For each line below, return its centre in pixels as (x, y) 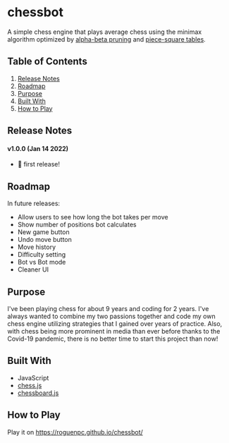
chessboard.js (38, 393)
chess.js (30, 385)
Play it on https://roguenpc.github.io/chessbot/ (75, 432)
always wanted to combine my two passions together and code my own (112, 316)
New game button (43, 232)
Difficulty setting (41, 255)
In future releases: (34, 204)
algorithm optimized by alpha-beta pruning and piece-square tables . (106, 39)
